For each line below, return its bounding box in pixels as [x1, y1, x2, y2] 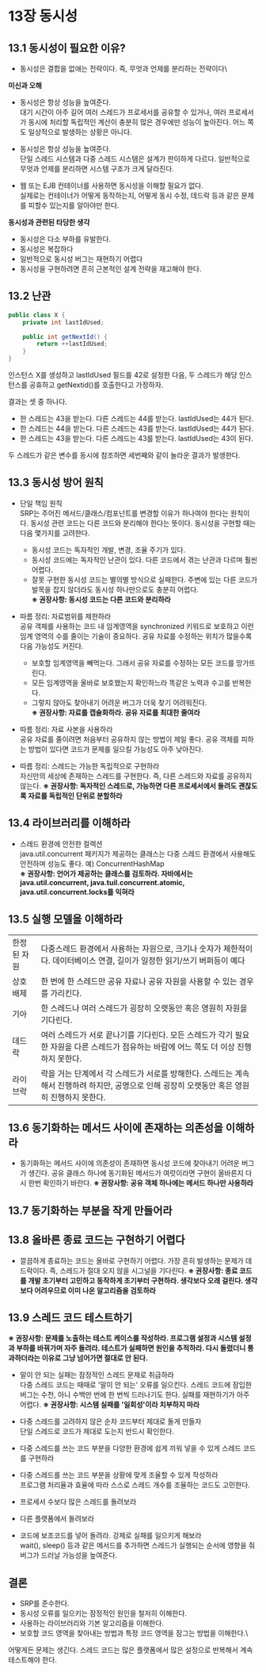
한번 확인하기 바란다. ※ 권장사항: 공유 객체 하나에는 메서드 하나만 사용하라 [28, 1179, 253, 1188]
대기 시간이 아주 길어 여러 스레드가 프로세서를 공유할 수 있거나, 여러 [19, 108, 227, 117]
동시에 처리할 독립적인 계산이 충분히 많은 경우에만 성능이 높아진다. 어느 [28, 117, 246, 127]
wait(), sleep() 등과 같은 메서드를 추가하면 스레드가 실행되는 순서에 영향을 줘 [19, 1540, 256, 1551]
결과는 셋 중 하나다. [8, 397, 67, 407]
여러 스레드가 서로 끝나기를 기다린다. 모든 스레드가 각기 [40, 1029, 234, 1040]
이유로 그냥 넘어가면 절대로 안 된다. [41, 1353, 149, 1363]
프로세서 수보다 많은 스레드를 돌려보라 [19, 1497, 137, 1507]
